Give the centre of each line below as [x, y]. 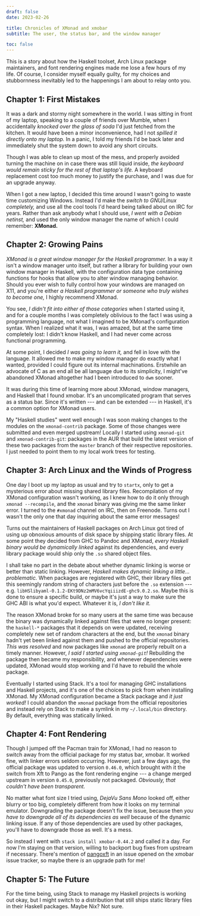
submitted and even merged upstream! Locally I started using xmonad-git [96, 432]
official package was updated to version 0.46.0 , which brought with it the [96, 767]
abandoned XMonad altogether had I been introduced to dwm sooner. [90, 377]
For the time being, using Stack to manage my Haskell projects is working [96, 894]
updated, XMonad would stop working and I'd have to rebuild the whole [94, 665]
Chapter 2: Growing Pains [55, 245]
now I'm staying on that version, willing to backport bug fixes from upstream [100, 848]
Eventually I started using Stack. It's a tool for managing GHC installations [96, 683]
